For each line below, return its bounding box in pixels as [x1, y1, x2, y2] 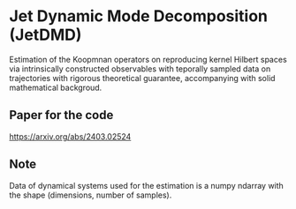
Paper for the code [9, 108, 114, 123]
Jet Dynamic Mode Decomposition [9, 6, 268, 26]
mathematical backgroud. [9, 82, 102, 93]
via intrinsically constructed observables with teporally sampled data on [9, 63, 271, 74]
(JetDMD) [9, 25, 82, 45]
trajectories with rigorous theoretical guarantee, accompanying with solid [9, 72, 276, 83]
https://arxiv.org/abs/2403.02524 [9, 131, 132, 142]
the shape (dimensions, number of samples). [9, 190, 172, 200]
